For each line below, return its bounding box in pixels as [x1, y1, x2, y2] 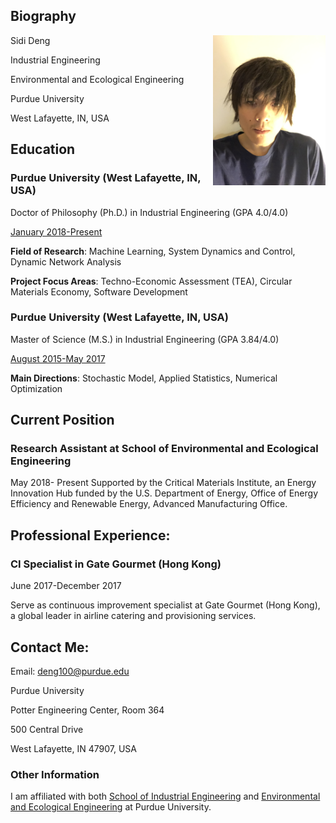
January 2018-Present [10, 225, 103, 238]
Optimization [10, 382, 63, 394]
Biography [10, 8, 77, 25]
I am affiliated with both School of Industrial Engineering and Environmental [10, 790, 321, 803]
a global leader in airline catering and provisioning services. [10, 610, 257, 622]
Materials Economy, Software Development [10, 285, 188, 298]
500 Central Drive [10, 723, 84, 735]
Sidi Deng [10, 34, 51, 46]
